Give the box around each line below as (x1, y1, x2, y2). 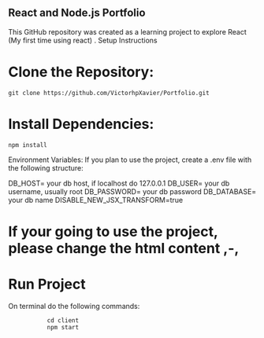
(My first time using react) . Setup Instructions (8, 35, 158, 45)
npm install (8, 141, 47, 149)
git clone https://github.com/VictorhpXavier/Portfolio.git (8, 89, 210, 97)
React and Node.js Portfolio (8, 6, 146, 20)
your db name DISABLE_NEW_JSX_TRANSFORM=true (8, 195, 184, 204)
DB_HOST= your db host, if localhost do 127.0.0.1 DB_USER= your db (8, 178, 230, 188)
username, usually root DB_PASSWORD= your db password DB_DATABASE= (8, 186, 257, 196)
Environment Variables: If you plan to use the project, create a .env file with (8, 155, 252, 164)
